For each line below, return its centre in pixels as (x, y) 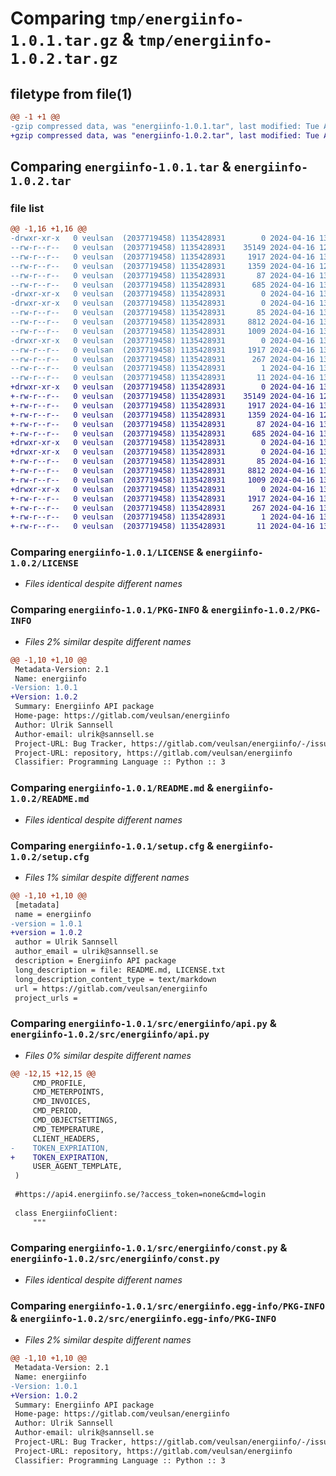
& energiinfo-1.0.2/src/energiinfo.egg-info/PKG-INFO (143, 1318)
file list (27, 208)
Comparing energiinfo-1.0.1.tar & (121, 167)
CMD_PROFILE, (59, 1083)
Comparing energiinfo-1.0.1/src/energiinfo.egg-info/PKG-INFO (167, 1305)
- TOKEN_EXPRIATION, (60, 1148)
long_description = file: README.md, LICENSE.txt (120, 970)
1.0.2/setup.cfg (50, 856)
